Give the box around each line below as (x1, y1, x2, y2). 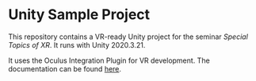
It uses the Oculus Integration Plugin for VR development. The (8, 56, 210, 65)
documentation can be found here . (8, 64, 121, 73)
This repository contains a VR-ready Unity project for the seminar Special (8, 32, 248, 41)
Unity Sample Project (8, 6, 151, 24)
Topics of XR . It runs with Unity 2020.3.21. (8, 40, 146, 49)
